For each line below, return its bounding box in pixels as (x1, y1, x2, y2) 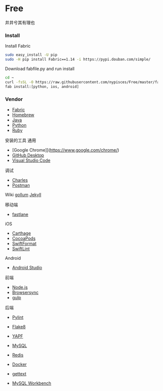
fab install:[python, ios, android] (5, 84, 79, 89)
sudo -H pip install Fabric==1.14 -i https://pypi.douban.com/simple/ (5, 57, 151, 62)
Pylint (12, 314, 24, 320)
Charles (12, 177, 28, 183)
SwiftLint (12, 246, 30, 252)
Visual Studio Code (12, 157, 51, 163)
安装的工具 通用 (5, 137, 36, 143)
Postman (12, 182, 30, 188)
